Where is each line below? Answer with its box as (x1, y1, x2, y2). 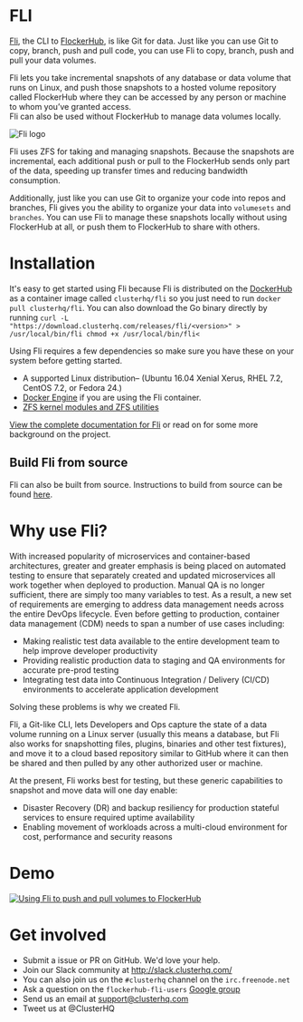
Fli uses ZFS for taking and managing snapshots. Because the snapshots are (9, 146, 295, 157)
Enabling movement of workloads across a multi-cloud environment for (22, 822, 288, 832)
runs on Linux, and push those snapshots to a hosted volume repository (9, 82, 277, 92)
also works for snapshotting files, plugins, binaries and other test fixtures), (9, 738, 287, 749)
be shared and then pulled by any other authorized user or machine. (9, 757, 263, 768)
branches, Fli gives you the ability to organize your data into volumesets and (9, 201, 291, 213)
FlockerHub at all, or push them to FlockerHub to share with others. (9, 221, 260, 232)
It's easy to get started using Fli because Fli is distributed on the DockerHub (9, 283, 293, 294)
